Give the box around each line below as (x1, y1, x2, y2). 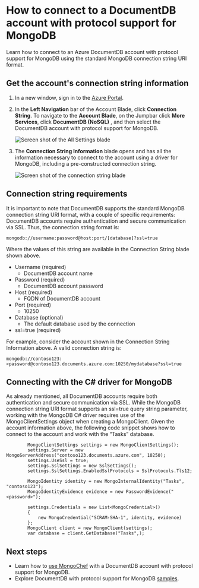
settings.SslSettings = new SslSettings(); (27, 463, 137, 469)
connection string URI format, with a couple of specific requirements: (6, 211, 175, 218)
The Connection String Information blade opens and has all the (14, 147, 172, 154)
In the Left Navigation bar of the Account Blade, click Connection (14, 105, 177, 113)
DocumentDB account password (23, 282, 103, 289)
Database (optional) (14, 314, 64, 321)
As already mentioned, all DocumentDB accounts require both (6, 393, 157, 400)
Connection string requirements (6, 189, 128, 199)
